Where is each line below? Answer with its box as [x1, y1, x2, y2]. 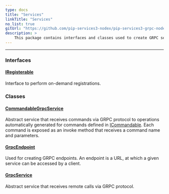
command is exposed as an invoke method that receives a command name [5, 127, 160, 133]
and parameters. [5, 133, 40, 139]
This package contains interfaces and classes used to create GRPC [14, 36, 158, 41]
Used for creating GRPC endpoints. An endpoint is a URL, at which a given [5, 155, 159, 161]
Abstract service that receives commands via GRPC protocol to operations [5, 117, 159, 123]
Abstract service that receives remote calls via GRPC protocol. [5, 183, 135, 189]
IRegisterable [5, 69, 34, 75]
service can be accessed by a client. [5, 160, 81, 166]
